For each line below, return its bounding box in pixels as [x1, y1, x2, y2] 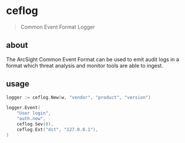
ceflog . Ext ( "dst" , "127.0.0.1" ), [16, 127, 99, 132]
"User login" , [16, 110, 51, 116]
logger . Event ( [6, 105, 41, 111]
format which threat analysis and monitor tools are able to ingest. [6, 62, 163, 69]
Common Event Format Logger [20, 23, 95, 30]
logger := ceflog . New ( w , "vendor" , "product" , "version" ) [6, 95, 151, 100]
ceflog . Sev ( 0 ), [16, 121, 54, 127]
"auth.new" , [16, 116, 46, 122]
